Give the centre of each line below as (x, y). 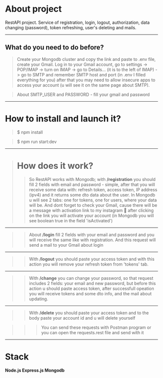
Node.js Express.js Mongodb (35, 370)
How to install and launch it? (63, 118)
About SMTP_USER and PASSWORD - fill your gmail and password (83, 94)
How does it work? (55, 166)
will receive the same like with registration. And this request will (92, 240)
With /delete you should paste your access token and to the (89, 313)
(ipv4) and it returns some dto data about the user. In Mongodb (92, 195)
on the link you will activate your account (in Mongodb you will (91, 216)
